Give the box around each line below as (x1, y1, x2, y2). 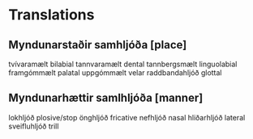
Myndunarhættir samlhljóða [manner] (8, 91, 204, 105)
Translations (8, 6, 95, 24)
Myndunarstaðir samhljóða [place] (8, 38, 187, 52)
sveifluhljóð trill (8, 121, 59, 131)
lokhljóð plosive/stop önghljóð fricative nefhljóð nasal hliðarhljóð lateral (8, 112, 246, 122)
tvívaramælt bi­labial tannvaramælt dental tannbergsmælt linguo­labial (8, 59, 238, 69)
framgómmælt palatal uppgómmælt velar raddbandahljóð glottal (8, 68, 222, 78)
